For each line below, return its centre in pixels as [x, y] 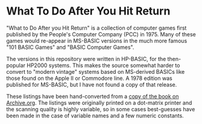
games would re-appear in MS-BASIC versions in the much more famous [97, 41]
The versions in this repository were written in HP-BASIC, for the [86, 59]
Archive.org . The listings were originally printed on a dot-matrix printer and [99, 103]
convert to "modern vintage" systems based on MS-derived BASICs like [96, 71]
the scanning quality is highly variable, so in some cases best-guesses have [101, 109]
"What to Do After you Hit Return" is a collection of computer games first [96, 28]
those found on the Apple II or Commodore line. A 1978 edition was [90, 78]
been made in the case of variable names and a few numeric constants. [95, 116]
